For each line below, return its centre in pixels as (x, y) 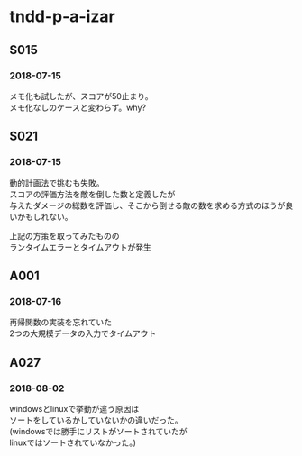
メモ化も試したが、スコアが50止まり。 (81, 96)
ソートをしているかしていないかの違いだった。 (96, 420)
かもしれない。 (45, 216)
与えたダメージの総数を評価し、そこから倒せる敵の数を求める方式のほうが (147, 205)
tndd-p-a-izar (62, 17)
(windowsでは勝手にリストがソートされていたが (98, 431)
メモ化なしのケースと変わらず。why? (78, 107)
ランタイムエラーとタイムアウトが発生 (80, 247)
